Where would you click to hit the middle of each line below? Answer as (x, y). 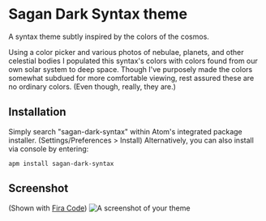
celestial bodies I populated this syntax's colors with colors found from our (133, 61)
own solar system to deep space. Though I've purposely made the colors (131, 69)
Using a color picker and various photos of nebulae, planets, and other (126, 52)
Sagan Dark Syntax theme (98, 14)
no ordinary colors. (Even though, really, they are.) (92, 87)
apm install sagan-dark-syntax (61, 164)
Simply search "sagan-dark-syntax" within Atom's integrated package (126, 131)
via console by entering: (49, 149)
